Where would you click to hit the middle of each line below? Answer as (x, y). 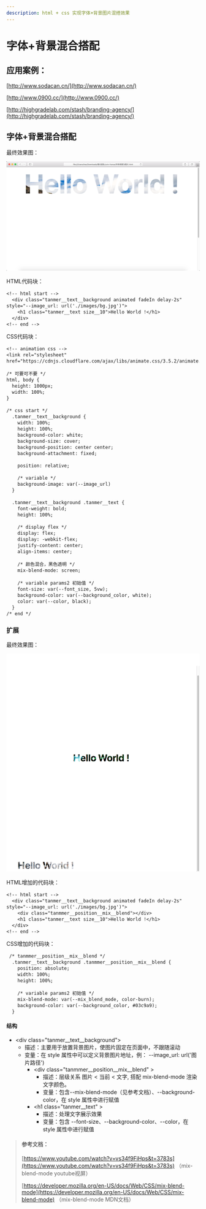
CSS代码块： (23, 336)
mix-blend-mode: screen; (49, 570)
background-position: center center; (66, 447)
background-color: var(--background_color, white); (85, 595)
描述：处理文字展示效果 (72, 1114)
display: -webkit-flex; (48, 539)
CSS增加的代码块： (31, 943)
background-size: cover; (49, 441)
